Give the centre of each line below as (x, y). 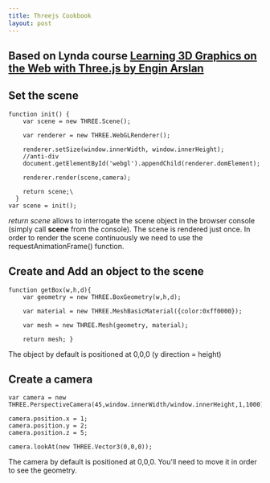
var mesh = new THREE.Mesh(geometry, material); (106, 325)
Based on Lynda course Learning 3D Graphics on (133, 56)
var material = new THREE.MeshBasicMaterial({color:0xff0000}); (133, 311)
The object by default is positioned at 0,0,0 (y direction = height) (115, 354)
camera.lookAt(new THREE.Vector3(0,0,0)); (80, 447)
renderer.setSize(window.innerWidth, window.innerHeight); (124, 149)
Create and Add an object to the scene (106, 271)
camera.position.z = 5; (48, 433)
